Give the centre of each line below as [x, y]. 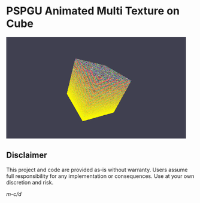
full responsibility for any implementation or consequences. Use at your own [100, 176]
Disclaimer [27, 156]
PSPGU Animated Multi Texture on [93, 11]
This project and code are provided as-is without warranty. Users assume [97, 170]
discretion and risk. [30, 182]
